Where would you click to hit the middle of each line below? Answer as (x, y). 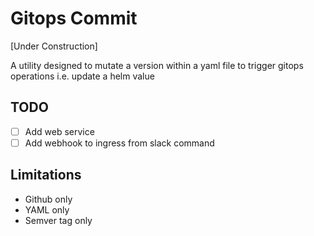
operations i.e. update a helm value (82, 76)
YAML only (47, 209)
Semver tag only (58, 220)
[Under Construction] (54, 46)
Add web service (59, 131)
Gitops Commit (74, 18)
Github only (48, 199)
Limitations (46, 175)
